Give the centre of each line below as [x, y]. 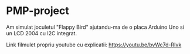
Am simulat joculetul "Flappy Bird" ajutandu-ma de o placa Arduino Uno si [95, 27]
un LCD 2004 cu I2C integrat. [42, 33]
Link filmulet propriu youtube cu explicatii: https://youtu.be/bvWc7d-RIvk [94, 45]
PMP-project [38, 11]
